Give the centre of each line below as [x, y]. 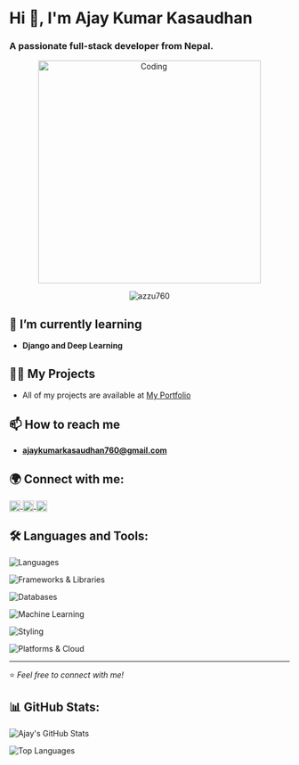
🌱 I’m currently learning [76, 324]
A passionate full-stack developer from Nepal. [111, 46]
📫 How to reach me [65, 424]
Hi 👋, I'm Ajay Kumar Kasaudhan [131, 18]
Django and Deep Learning [72, 346]
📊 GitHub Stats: [55, 707]
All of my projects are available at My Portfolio [106, 395]
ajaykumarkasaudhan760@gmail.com [94, 450]
